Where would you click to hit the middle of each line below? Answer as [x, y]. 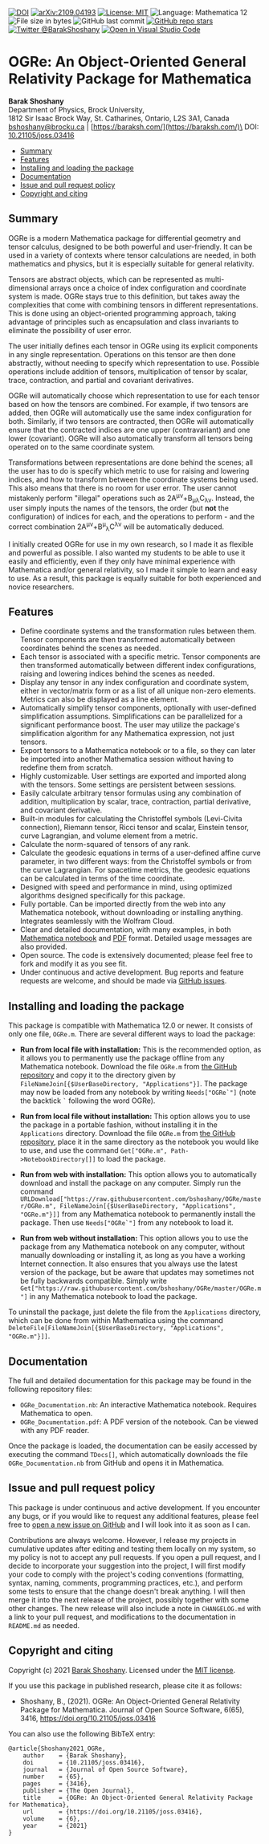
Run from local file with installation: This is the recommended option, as [141, 1050]
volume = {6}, [52, 1818]
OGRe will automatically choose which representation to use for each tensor [134, 395]
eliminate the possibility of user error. [70, 330]
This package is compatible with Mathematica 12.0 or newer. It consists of [130, 1026]
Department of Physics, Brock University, [76, 109]
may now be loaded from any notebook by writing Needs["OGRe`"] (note [138, 1093]
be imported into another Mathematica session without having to [127, 759]
